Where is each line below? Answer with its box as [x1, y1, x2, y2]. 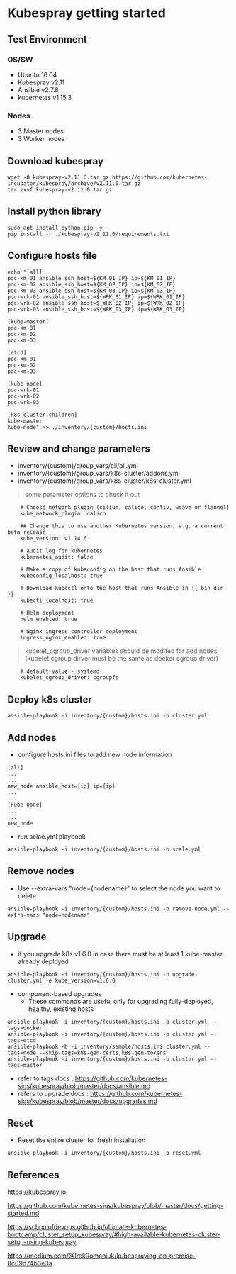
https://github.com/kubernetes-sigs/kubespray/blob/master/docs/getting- [7, 1202, 224, 1210]
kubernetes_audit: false [20, 554, 94, 561]
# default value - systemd [20, 668, 100, 675]
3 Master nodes [17, 127, 64, 135]
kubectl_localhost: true [20, 597, 94, 604]
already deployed [17, 957, 69, 966]
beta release [7, 529, 46, 536]
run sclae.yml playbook [17, 832, 86, 841]
